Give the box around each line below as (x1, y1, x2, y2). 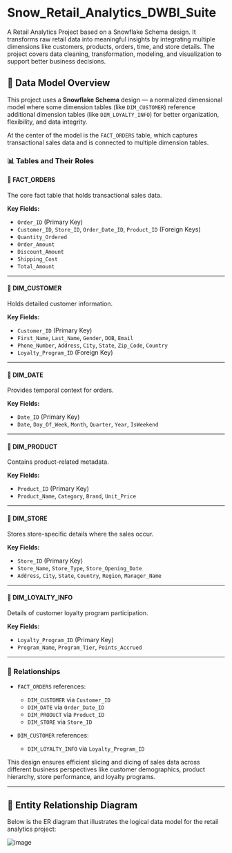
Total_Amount (17, 263, 55, 270)
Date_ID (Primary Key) (17, 413, 80, 421)
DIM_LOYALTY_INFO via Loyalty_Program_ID (27, 744, 145, 753)
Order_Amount (17, 241, 55, 248)
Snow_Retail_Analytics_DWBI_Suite (7, 5, 216, 21)
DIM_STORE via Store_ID (27, 718, 93, 727)
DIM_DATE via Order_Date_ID (27, 703, 105, 711)
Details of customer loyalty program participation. (7, 608, 148, 617)
